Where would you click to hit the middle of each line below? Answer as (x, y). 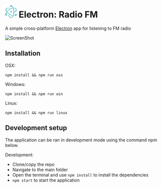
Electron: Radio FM (58, 15)
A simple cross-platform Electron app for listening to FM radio (68, 28)
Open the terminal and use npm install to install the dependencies (80, 175)
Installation (23, 54)
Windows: (15, 84)
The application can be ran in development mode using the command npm (81, 140)
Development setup (36, 128)
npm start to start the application (46, 180)
